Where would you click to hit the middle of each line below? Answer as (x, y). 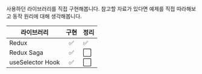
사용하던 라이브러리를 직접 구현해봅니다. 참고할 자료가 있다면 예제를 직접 (91, 9)
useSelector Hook (35, 62)
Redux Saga (26, 53)
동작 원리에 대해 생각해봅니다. (47, 16)
